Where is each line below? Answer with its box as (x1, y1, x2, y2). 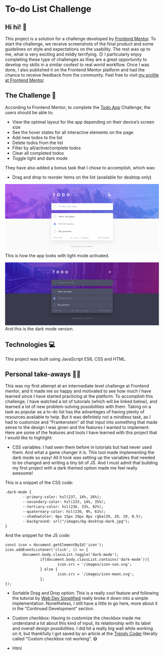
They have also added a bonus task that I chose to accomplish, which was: (5, 164, 156, 170)
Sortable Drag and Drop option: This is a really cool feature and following (12, 590, 159, 596)
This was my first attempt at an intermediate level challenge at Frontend (5, 383, 149, 389)
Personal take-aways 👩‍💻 (5, 370, 81, 378)
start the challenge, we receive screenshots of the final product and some (5, 41, 154, 47)
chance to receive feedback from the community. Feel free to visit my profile (5, 72, 159, 78)
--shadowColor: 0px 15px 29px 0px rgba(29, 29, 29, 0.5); (22, 514, 143, 519)
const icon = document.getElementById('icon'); (5, 543, 104, 548)
